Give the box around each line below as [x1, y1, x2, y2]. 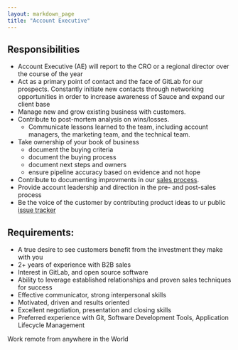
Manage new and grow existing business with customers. [17, 107, 186, 116]
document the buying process [28, 153, 117, 161]
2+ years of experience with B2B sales [17, 260, 131, 269]
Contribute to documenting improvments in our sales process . [17, 176, 200, 184]
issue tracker [17, 206, 56, 214]
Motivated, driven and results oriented [17, 298, 130, 307]
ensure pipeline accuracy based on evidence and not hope [28, 168, 201, 176]
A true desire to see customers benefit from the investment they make [17, 245, 223, 254]
